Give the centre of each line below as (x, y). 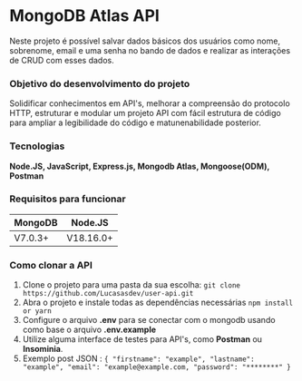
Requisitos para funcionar (68, 199)
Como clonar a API (51, 265)
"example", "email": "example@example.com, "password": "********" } (157, 367)
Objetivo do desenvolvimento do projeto (100, 83)
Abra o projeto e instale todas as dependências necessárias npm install (157, 303)
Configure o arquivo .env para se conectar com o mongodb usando (149, 320)
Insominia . (43, 349)
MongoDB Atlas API (85, 16)
